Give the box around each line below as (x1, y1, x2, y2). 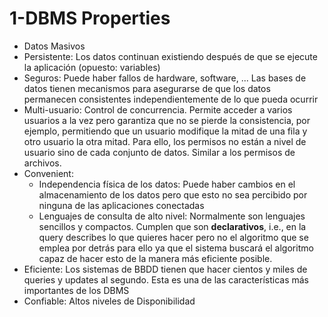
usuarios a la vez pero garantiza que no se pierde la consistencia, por (23, 114, 311, 126)
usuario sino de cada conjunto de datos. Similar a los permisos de (23, 146, 296, 158)
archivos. (23, 157, 62, 169)
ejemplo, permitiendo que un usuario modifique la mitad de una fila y (23, 125, 308, 137)
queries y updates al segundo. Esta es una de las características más (23, 273, 310, 286)
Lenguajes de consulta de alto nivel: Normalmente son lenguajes (38, 210, 306, 222)
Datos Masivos (23, 40, 86, 52)
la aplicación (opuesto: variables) (23, 61, 161, 73)
